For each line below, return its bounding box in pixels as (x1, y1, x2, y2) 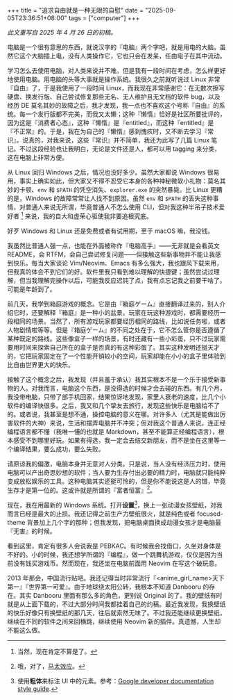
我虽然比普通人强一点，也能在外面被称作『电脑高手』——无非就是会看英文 (7, 241, 220, 250)
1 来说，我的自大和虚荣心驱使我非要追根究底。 (20, 211, 153, 220)
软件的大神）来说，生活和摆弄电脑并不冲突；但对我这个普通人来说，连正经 (12, 418, 226, 427)
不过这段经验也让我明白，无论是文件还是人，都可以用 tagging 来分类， (19, 145, 221, 153)
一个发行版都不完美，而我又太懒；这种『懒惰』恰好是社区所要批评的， (25, 110, 226, 118)
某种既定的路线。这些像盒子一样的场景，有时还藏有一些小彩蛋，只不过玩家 (7, 334, 220, 343)
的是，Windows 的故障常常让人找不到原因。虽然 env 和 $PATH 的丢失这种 (7, 194, 213, 202)
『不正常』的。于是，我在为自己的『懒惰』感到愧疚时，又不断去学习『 (7, 127, 208, 136)
